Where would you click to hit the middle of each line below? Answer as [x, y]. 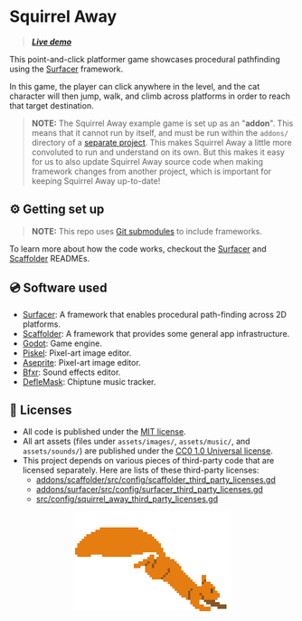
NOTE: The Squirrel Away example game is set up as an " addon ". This [162, 123]
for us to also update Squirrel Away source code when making [147, 161]
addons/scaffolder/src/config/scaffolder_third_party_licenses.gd [156, 480]
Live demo [52, 42]
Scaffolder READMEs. [50, 258]
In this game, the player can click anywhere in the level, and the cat [135, 86]
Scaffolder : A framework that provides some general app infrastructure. [156, 333]
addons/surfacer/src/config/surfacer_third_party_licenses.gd [150, 490]
